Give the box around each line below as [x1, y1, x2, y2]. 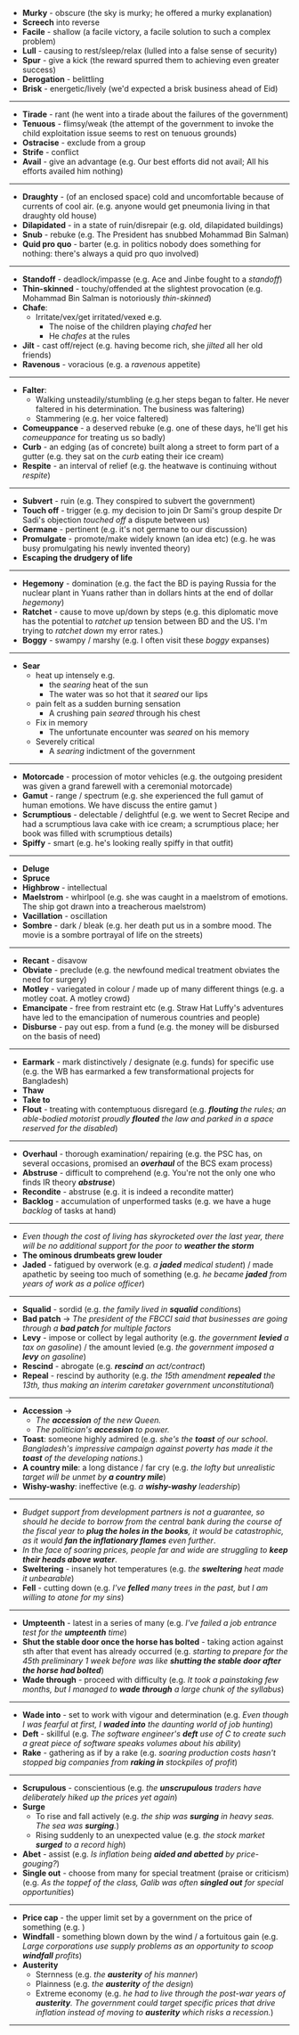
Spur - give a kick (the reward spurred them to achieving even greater [21, 55, 279, 65]
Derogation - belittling [21, 74, 105, 84]
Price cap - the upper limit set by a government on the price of [21, 1912, 253, 1923]
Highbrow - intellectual [21, 882, 108, 892]
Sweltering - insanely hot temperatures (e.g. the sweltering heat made [21, 1563, 285, 1574]
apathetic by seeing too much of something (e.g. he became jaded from [21, 1269, 287, 1279]
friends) [21, 349, 52, 360]
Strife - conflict [21, 147, 79, 157]
